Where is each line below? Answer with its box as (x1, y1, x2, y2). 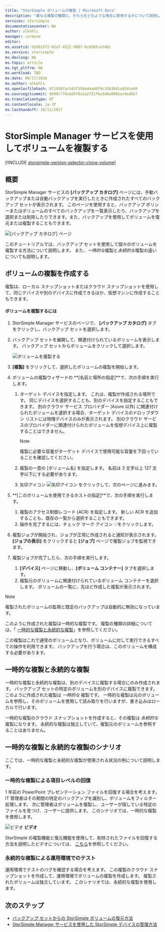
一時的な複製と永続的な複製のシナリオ (5, 743, 122, 751)
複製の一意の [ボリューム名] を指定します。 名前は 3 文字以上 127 (19, 465, 152, 471)
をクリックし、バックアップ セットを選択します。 (12, 326, 113, 332)
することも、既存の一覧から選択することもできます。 (19, 515, 127, 521)
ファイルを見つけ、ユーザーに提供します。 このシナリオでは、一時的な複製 (5, 807, 157, 813)
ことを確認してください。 (24, 455, 76, 461)
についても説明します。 (5, 254, 52, 259)
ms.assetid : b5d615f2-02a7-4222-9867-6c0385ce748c (5, 45, 111, 49)
